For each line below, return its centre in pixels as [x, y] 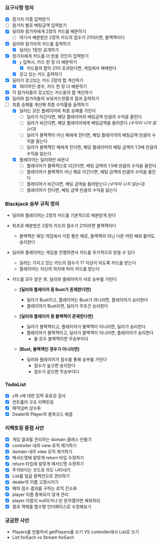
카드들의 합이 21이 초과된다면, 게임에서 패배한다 [71, 68]
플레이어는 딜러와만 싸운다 [44, 160]
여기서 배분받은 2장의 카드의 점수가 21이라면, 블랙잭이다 [72, 37]
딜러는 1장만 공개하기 [39, 50]
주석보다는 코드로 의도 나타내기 [41, 470]
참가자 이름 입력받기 [31, 19]
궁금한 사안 [17, 520]
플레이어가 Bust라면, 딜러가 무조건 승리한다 [67, 306]
